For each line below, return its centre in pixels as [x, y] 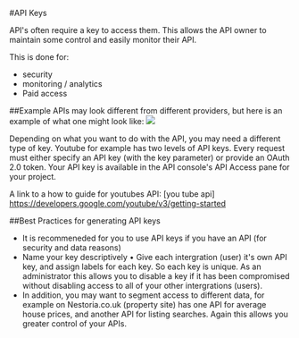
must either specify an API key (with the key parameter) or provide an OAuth [149, 157]
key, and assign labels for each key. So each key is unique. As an [141, 266]
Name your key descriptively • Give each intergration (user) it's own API [154, 257]
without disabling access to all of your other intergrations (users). [142, 286]
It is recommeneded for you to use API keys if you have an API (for [145, 238]
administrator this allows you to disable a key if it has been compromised [156, 276]
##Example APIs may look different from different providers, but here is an [146, 110]
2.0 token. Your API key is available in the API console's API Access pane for [149, 167]
